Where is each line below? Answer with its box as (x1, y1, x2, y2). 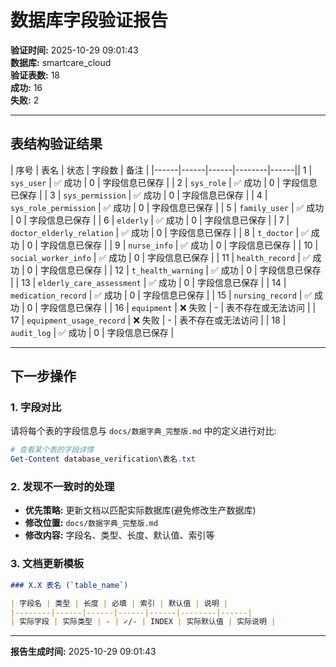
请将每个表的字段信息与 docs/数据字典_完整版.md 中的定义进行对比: (10, 425, 277, 437)
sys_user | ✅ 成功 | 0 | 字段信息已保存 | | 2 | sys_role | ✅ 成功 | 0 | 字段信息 (10, 176, 318, 188)
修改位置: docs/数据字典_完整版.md (24, 517, 159, 529)
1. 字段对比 (10, 401, 62, 415)
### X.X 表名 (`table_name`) (10, 580, 129, 590)
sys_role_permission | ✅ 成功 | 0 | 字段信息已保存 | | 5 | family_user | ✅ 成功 (10, 201, 325, 213)
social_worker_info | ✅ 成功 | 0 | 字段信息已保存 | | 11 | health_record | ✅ (10, 251, 311, 263)
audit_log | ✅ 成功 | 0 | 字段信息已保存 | (10, 326, 175, 338)
